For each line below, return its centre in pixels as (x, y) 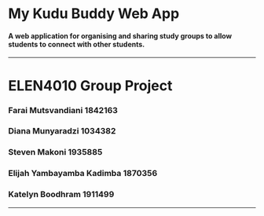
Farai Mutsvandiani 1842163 (63, 110)
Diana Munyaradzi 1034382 (62, 131)
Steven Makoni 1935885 (55, 152)
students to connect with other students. (77, 44)
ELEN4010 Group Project (90, 85)
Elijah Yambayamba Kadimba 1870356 (83, 174)
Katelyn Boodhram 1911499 (61, 195)
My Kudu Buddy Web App (94, 14)
